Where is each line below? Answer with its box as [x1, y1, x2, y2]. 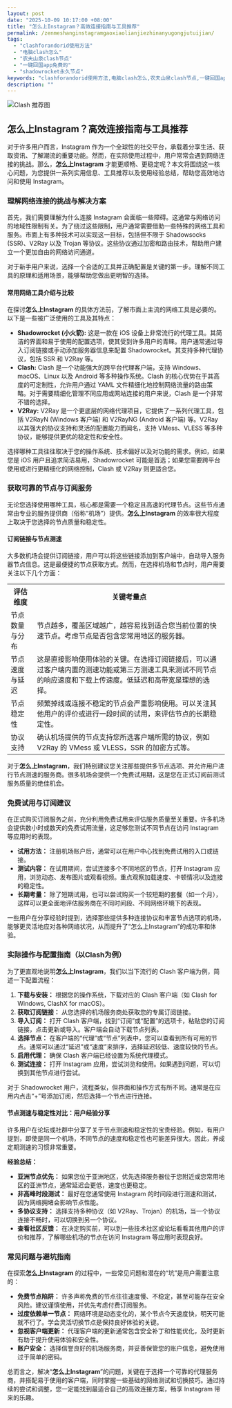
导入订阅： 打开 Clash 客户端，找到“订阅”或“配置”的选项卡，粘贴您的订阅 [17, 1016, 225, 1025]
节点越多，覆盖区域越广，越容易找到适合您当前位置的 [37, 621, 210, 631]
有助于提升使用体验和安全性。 [17, 1335, 102, 1344]
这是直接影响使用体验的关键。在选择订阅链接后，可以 [37, 655, 210, 665]
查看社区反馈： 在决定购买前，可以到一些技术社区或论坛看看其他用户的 [17, 1224, 219, 1232]
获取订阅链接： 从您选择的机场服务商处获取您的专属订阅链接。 [17, 1008, 195, 1016]
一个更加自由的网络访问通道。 [12, 248, 98, 256]
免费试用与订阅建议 [7, 797, 71, 807]
